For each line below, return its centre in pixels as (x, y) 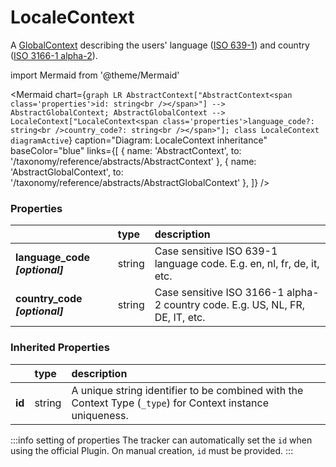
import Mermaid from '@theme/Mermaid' (95, 75)
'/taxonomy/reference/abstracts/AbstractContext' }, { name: (133, 161)
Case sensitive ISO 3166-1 (219, 293)
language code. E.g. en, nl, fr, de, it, (237, 264)
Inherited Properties (60, 348)
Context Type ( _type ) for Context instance (170, 403)
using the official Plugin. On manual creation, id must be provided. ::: (152, 450)
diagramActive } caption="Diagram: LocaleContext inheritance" (139, 140)
